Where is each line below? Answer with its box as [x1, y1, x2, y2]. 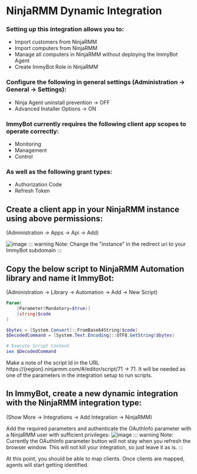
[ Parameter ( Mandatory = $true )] [16, 305, 91, 311]
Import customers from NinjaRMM [14, 38, 97, 45]
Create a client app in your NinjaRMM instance [6, 204, 179, 214]
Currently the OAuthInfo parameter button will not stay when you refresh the [6, 437, 191, 445]
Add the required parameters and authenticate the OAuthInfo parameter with [6, 425, 192, 432]
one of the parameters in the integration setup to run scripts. [6, 372, 153, 379]
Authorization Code [14, 181, 62, 188]
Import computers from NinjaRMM [14, 45, 98, 52]
